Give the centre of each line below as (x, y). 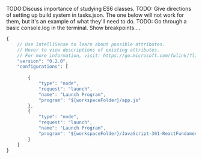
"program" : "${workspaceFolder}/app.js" (90, 100)
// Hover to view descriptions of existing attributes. (89, 50)
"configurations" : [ (43, 67)
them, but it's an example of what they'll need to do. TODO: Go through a (96, 21)
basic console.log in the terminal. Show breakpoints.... (73, 28)
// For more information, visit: (59, 55)
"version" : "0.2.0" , (43, 61)
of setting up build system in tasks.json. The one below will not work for (95, 15)
